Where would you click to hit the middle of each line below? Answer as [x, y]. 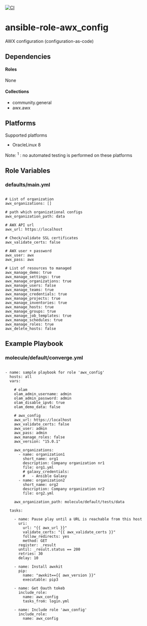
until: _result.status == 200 [49, 549]
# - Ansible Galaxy [45, 476]
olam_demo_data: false [37, 407]
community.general [32, 102]
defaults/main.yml [28, 184]
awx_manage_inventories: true [36, 303]
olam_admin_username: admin [43, 394]
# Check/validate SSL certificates [42, 238]
